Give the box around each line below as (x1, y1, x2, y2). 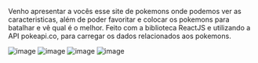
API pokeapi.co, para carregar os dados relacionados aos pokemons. (8, 31, 231, 40)
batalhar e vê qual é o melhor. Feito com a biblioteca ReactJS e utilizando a (8, 23, 251, 32)
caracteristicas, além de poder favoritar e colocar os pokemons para (8, 15, 230, 24)
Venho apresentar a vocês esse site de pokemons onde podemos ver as (8, 7, 242, 16)
